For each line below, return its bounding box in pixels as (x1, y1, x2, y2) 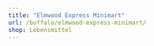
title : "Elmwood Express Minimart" (8, 11, 126, 19)
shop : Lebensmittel (8, 26, 73, 34)
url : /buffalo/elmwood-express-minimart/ (8, 19, 147, 27)
